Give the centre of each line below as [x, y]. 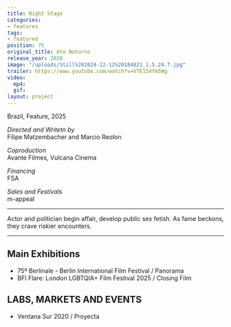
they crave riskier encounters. [49, 226]
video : [16, 77]
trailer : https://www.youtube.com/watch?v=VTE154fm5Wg [87, 71]
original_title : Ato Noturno [49, 52]
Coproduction [27, 150]
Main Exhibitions [44, 254]
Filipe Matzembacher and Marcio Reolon [64, 137]
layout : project [30, 97]
